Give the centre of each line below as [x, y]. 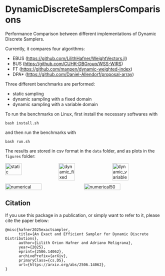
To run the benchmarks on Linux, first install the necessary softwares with [81, 114]
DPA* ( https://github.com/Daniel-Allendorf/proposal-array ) [73, 74]
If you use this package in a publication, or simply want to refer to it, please [82, 215]
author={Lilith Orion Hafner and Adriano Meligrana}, [76, 243]
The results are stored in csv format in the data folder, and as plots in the [80, 150]
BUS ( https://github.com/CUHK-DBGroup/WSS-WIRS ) [68, 63]
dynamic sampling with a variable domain [55, 104]
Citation [18, 203]
